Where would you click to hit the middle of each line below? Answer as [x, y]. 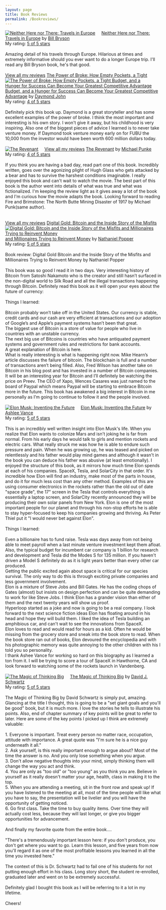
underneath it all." [23, 745]
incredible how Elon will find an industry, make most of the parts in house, [81, 476]
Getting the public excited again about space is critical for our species [77, 571]
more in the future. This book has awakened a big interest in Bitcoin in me [80, 392]
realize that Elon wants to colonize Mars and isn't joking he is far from [76, 434]
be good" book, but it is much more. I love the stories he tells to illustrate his [83, 708]
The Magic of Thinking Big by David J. [109, 677]
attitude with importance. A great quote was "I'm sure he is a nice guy [76, 740]
